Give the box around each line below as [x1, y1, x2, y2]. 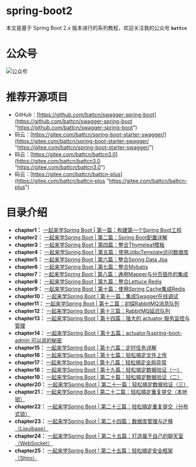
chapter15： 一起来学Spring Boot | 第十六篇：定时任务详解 [14, 344, 157, 351]
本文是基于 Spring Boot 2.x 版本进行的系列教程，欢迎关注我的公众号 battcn [6, 24, 187, 31]
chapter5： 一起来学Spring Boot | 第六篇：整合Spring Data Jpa [14, 256, 168, 263]
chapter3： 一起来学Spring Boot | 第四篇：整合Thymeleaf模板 [14, 241, 165, 248]
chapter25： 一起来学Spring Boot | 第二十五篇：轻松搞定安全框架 [14, 447, 173, 454]
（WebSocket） [14, 439, 53, 446]
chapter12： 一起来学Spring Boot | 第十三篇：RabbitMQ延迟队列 [14, 307, 171, 314]
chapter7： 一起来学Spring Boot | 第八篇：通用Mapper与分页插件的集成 [14, 271, 189, 278]
